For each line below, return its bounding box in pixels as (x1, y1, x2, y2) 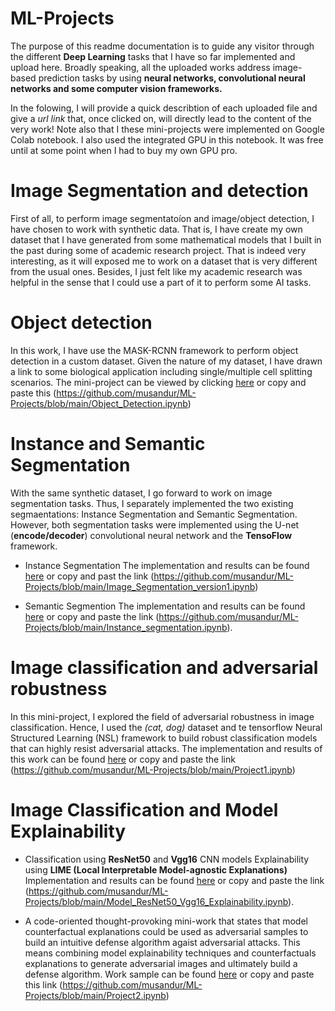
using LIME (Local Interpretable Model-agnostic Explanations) (24, 863, 288, 876)
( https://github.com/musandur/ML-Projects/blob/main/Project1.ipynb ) (10, 763, 296, 776)
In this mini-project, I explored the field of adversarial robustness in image (10, 710, 315, 722)
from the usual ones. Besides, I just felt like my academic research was (10, 265, 303, 277)
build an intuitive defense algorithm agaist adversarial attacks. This (24, 936, 301, 948)
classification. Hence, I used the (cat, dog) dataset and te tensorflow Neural (10, 721, 323, 733)
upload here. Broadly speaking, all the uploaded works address (10, 61, 271, 73)
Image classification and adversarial (10, 656, 319, 679)
